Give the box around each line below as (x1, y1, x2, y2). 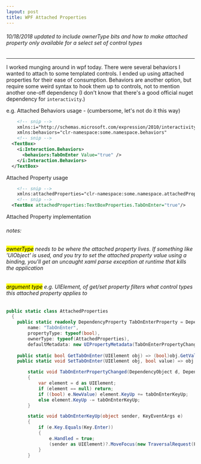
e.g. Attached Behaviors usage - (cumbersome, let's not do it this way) (6, 107, 181, 114)
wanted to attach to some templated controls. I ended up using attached (6, 70, 184, 77)
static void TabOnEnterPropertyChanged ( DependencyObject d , (28, 369, 181, 375)
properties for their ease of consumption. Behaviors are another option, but (6, 76, 191, 83)
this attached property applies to (6, 289, 88, 297)
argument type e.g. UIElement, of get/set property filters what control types (6, 283, 193, 290)
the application (6, 264, 44, 272)
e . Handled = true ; (48, 435, 95, 441)
